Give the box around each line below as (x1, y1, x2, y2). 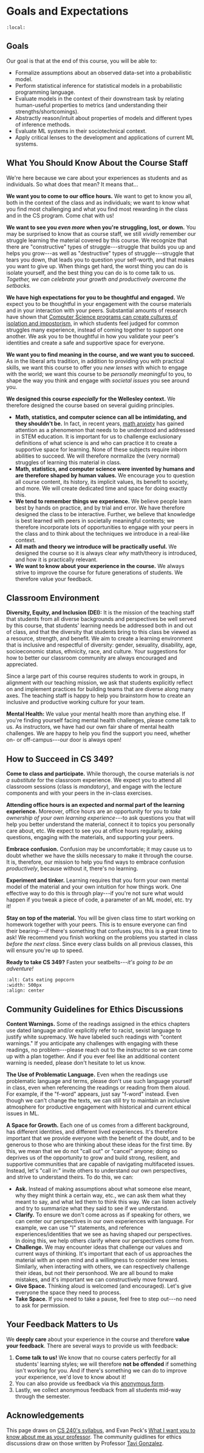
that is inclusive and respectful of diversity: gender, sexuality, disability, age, (6, 641, 197, 648)
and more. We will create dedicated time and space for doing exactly (15, 485, 188, 492)
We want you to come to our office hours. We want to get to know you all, (6, 192, 193, 199)
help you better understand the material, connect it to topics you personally (6, 821, 195, 828)
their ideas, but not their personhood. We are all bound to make (15, 1270, 174, 1276)
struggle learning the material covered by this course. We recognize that (6, 236, 188, 244)
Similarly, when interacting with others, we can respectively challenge (15, 1263, 190, 1270)
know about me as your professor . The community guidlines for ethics (6, 1433, 182, 1440)
